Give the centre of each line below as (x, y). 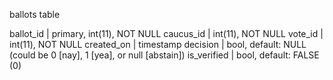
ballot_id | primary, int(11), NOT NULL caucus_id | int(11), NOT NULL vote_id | (166, 33)
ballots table (35, 14)
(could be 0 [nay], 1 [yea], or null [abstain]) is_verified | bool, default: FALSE (164, 55)
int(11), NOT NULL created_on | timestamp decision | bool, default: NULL (158, 44)
